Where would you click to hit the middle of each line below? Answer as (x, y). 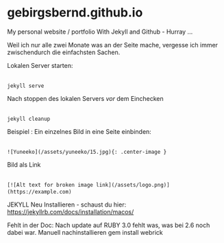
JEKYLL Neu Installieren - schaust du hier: (67, 205)
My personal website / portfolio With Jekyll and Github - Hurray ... (100, 32)
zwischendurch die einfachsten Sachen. (64, 52)
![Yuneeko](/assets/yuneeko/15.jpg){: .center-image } (87, 152)
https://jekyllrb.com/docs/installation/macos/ (71, 211)
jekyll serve (26, 86)
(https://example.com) (39, 192)
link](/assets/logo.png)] (133, 185)
